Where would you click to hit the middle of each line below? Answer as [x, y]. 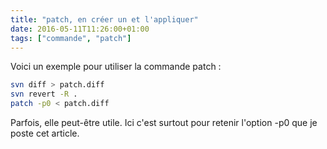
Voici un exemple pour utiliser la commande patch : [116, 67]
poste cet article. [45, 133]
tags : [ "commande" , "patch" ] [71, 38]
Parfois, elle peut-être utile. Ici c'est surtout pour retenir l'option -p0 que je [164, 122]
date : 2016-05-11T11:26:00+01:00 [80, 29]
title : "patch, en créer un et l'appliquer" [104, 19]
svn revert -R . [44, 94]
